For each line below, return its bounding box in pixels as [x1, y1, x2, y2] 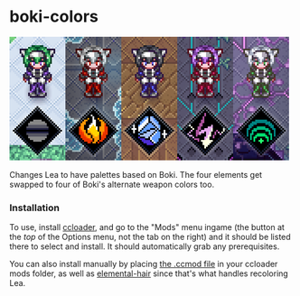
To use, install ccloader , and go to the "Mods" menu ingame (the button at [9, 222, 285, 233]
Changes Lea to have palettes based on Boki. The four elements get [9, 169, 263, 180]
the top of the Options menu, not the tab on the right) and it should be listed [9, 232, 291, 243]
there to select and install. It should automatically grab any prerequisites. [9, 241, 280, 252]
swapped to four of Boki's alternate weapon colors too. [9, 179, 215, 190]
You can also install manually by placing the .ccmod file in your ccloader [9, 259, 278, 270]
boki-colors [9, 6, 99, 27]
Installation [9, 201, 61, 214]
